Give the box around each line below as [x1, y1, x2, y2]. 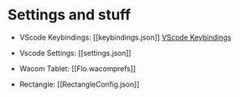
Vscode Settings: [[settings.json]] [19, 48, 131, 57]
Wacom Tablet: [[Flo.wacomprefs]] [19, 63, 136, 74]
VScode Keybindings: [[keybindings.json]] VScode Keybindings [19, 32, 232, 42]
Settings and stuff [7, 6, 131, 24]
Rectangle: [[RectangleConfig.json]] [19, 79, 139, 89]
